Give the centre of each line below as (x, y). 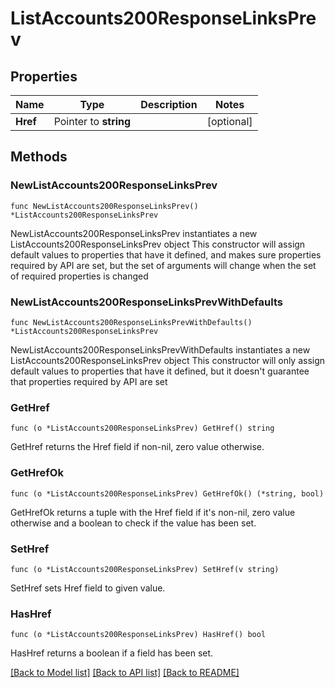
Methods (39, 157)
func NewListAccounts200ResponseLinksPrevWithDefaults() (131, 322)
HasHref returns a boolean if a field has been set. (112, 653)
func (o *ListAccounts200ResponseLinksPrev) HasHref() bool (138, 635)
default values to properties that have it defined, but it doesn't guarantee (160, 371)
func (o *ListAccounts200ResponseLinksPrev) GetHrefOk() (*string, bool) (167, 493)
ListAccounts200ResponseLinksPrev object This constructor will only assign (168, 360)
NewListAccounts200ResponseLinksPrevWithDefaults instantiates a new (160, 349)
